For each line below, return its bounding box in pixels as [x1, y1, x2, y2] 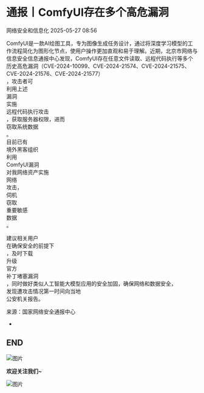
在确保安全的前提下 [6, 242, 55, 249]
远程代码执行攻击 [6, 107, 49, 115]
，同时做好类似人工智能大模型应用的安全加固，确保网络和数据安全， [6, 280, 177, 287]
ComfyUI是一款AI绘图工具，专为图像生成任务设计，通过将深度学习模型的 [6, 39, 188, 47]
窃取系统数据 [6, 123, 38, 130]
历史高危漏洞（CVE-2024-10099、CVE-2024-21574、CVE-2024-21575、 [6, 62, 190, 70]
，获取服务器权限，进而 [6, 115, 65, 123]
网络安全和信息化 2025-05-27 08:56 [6, 27, 97, 34]
